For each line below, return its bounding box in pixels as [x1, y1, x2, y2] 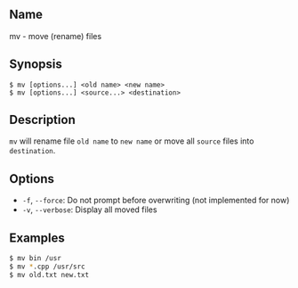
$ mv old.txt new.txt [9, 270, 90, 279]
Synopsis [9, 57, 62, 72]
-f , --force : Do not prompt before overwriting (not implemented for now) [21, 195, 290, 206]
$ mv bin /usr [9, 254, 62, 263]
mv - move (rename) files [9, 30, 102, 41]
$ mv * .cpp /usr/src [9, 262, 86, 271]
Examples [9, 230, 65, 245]
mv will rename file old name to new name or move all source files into [9, 136, 254, 146]
